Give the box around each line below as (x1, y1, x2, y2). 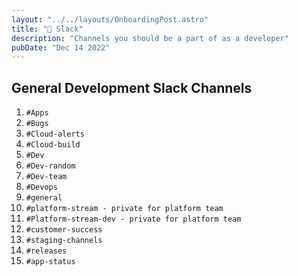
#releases (25, 246, 68, 256)
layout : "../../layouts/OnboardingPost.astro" (11, 14, 209, 25)
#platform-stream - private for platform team (25, 204, 224, 214)
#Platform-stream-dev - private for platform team (25, 214, 242, 225)
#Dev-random (25, 161, 76, 171)
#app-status (25, 257, 76, 267)
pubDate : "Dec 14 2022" (11, 42, 111, 53)
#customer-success (25, 225, 103, 235)
